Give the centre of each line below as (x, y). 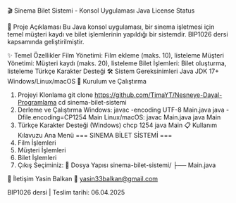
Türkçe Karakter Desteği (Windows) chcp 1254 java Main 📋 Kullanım (117, 125)
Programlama (37, 102)
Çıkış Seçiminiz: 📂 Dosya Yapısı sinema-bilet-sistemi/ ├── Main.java (117, 165)
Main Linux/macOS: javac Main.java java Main (154, 117)
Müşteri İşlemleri (42, 150)
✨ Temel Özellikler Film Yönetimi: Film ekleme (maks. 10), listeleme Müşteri (116, 55)
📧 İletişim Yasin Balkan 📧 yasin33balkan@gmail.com (83, 179)
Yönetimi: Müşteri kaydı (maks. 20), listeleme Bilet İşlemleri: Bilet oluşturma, (117, 63)
